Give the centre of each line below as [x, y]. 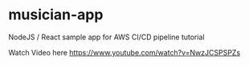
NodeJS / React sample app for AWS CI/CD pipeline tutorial [106, 37]
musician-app [56, 15]
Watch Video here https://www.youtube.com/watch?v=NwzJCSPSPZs [124, 52]
